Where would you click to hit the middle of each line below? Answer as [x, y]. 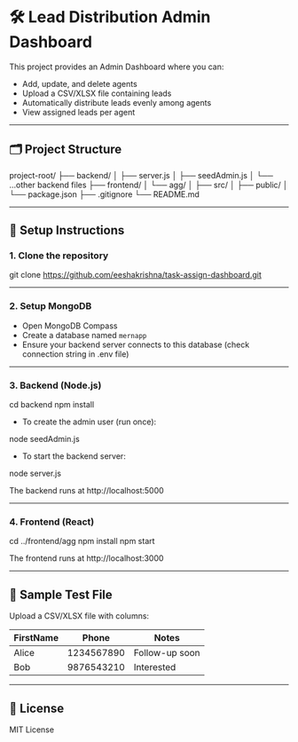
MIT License [32, 730]
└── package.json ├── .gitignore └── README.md [104, 194]
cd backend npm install [52, 405]
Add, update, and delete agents [79, 83]
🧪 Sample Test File [61, 594]
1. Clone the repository [59, 256]
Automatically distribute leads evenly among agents [117, 102]
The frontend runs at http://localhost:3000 [86, 558]
